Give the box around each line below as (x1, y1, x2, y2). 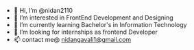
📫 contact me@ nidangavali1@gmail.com (13, 36, 132, 43)
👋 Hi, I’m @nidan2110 (13, 7, 73, 14)
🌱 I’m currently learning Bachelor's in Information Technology (13, 21, 187, 28)
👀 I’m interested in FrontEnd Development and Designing (13, 14, 173, 22)
